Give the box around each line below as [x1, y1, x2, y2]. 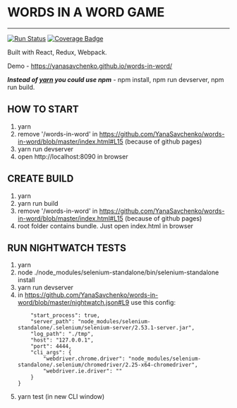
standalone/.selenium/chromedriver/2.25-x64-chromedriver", [17, 361, 198, 368]
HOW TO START [7, 103, 79, 115]
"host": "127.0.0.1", [30, 337, 94, 344]
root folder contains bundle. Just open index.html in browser [17, 221, 194, 230]
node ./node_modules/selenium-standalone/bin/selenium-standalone [17, 268, 219, 276]
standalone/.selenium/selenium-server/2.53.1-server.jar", [17, 325, 195, 332]
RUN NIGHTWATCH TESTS [7, 242, 127, 254]
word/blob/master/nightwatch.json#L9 [17, 298, 130, 307]
